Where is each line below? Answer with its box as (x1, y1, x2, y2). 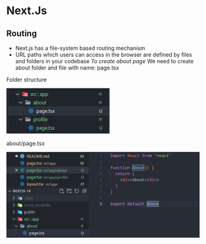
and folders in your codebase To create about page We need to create (15, 58, 194, 65)
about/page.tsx (6, 140, 45, 147)
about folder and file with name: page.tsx (15, 64, 120, 71)
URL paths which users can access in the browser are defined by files (15, 51, 192, 58)
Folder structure (6, 76, 47, 83)
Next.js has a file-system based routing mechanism (15, 44, 145, 52)
